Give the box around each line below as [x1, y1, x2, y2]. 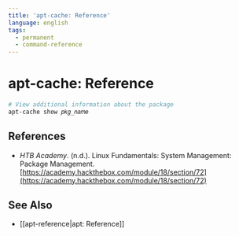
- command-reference [15, 41, 83, 49]
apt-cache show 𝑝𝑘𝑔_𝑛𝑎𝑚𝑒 [8, 108, 89, 116]
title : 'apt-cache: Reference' [8, 11, 111, 20]
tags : [8, 26, 26, 34]
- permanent [15, 33, 55, 42]
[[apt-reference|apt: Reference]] [19, 219, 125, 229]
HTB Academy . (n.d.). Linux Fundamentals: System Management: [19, 150, 232, 160]
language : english [8, 19, 68, 27]
